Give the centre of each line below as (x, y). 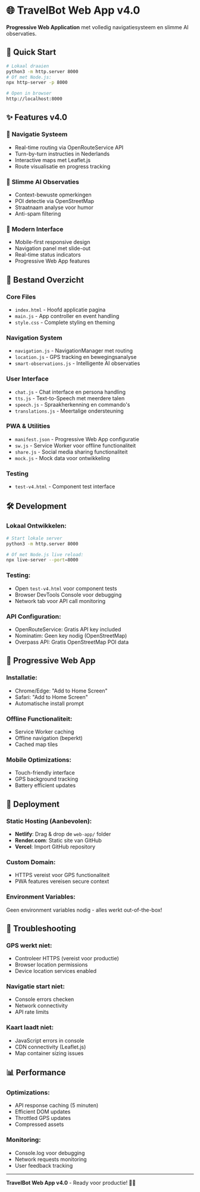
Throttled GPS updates (43, 1118)
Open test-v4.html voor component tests (66, 588)
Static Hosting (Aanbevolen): (49, 821)
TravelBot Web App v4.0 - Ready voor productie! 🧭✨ (71, 1182)
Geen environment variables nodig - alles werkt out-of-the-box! (84, 910)
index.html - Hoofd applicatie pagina (60, 310)
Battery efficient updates (45, 785)
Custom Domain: (31, 862)
